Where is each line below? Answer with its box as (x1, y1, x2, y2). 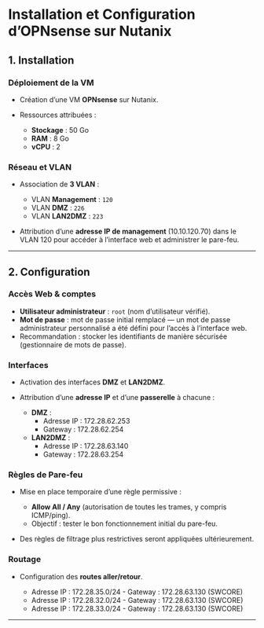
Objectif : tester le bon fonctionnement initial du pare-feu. (31, 519, 218, 528)
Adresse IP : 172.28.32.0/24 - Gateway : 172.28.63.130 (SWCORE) (31, 595, 244, 604)
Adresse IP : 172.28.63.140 (42, 442, 129, 451)
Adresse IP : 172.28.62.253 (42, 417, 130, 426)
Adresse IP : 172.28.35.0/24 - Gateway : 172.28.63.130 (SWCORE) (31, 587, 244, 597)
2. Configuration (8, 265, 90, 278)
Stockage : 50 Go (31, 125, 89, 134)
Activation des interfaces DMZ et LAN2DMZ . (19, 377, 166, 387)
